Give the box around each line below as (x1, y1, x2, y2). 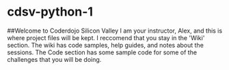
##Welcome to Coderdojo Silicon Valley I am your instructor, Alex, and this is (7, 27, 223, 35)
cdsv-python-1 (7, 4, 94, 20)
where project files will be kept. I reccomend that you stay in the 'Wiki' (7, 33, 205, 41)
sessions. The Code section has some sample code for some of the (7, 48, 197, 56)
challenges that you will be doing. (7, 55, 102, 63)
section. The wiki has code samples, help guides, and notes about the (7, 41, 204, 49)
